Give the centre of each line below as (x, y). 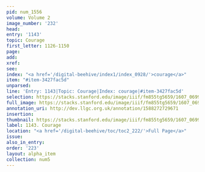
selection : (20, 97)
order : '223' (23, 148)
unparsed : (19, 86)
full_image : (21, 102)
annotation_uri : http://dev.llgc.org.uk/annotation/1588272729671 (92, 108)
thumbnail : (20, 120)
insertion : (20, 114)
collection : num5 (28, 159)
